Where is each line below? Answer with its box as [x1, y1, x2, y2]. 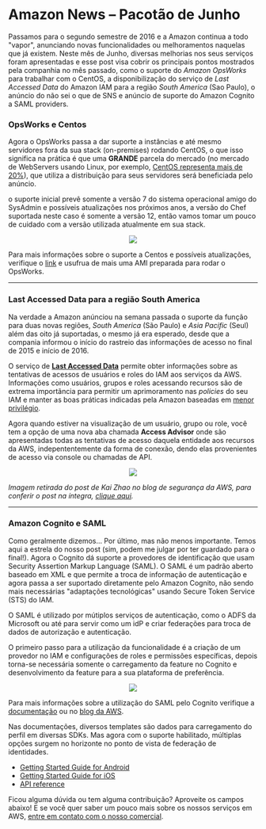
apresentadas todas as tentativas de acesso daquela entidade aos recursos [8, 435, 255, 445]
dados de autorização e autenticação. [8, 627, 132, 636]
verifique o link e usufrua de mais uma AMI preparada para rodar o [8, 258, 226, 268]
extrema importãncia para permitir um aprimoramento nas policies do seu [8, 386, 249, 395]
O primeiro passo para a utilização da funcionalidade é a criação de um [8, 642, 241, 651]
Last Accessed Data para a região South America [8, 294, 200, 305]
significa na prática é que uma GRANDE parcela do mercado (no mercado [8, 154, 249, 163]
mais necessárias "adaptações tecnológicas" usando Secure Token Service [8, 586, 256, 596]
